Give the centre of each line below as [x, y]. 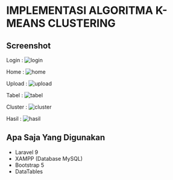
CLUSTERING [82, 23]
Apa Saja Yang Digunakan [56, 137]
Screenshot [29, 46]
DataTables [29, 171]
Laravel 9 [27, 152]
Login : [15, 60]
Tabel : [14, 95]
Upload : [17, 83]
